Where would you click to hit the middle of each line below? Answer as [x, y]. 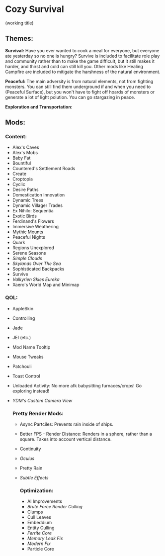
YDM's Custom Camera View [42, 400]
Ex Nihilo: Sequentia [33, 211]
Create [19, 174]
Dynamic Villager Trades [38, 205]
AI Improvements [44, 501]
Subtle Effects [34, 478]
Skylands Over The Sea [37, 264]
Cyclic [19, 185]
